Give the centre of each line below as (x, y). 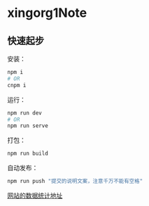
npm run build (28, 154)
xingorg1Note (47, 13)
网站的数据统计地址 (35, 195)
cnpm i (17, 85)
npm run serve (28, 126)
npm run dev (24, 113)
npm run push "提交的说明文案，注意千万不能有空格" (75, 181)
